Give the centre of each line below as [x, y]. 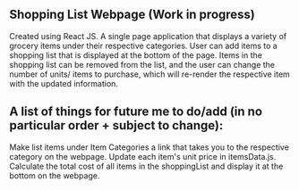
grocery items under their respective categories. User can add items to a [143, 45]
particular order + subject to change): [116, 125]
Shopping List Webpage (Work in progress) [132, 15]
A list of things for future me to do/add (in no [136, 112]
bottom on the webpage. [55, 175]
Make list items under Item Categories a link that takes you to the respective [149, 147]
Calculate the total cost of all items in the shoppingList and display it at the [146, 166]
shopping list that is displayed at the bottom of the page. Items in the [136, 55]
